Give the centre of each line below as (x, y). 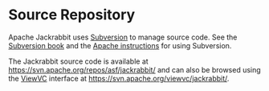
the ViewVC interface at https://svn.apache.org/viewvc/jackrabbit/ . (119, 78)
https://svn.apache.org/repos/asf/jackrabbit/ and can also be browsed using (134, 69)
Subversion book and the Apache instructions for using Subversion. (120, 45)
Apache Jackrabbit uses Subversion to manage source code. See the (123, 37)
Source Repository (72, 15)
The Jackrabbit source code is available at (78, 61)
